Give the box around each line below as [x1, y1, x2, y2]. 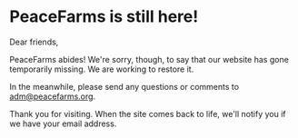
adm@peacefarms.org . [9, 91, 96, 102]
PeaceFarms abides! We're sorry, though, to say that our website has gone [9, 54, 289, 64]
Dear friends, [9, 36, 59, 47]
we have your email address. [9, 118, 117, 129]
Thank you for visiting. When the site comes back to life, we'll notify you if [9, 108, 286, 119]
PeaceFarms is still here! [9, 6, 199, 27]
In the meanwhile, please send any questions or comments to [9, 81, 239, 92]
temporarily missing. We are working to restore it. [9, 64, 194, 74]
